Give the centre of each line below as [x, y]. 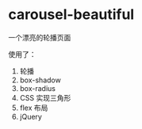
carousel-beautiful [71, 15]
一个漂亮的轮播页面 [40, 37]
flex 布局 [34, 108]
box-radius [37, 88]
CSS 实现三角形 [45, 97]
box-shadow [40, 80]
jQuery [31, 116]
